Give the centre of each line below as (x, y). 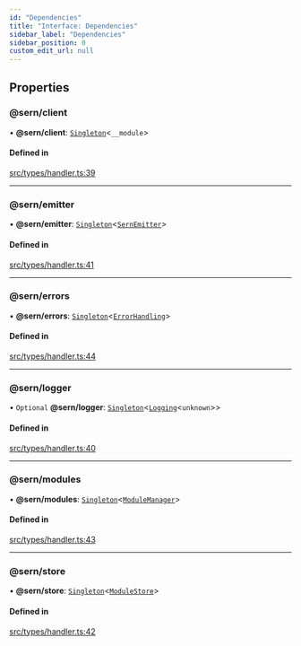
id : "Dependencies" (46, 17)
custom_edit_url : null (52, 51)
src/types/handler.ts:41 (52, 265)
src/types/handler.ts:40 (53, 448)
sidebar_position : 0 (48, 43)
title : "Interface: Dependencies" (74, 26)
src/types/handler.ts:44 (53, 356)
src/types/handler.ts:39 (52, 173)
